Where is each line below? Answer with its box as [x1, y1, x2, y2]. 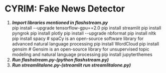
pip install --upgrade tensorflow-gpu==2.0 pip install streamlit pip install [12, 24, 161, 30]
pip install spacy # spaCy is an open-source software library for [12, 35, 144, 41]
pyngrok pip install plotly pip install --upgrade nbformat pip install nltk [12, 30, 156, 36]
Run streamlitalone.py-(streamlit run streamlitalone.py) [12, 62, 131, 68]
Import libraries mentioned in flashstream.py [12, 19, 108, 25]
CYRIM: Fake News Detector [5, 3, 125, 14]
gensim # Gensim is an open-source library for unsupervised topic [12, 46, 150, 52]
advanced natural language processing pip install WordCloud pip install [12, 40, 159, 46]
